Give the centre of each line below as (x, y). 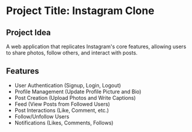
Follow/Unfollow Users (42, 116)
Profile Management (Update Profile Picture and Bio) (78, 92)
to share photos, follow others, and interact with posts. (72, 53)
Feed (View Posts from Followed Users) (62, 104)
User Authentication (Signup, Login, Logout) (68, 85)
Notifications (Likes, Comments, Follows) (64, 123)
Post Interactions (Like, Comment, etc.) (62, 110)
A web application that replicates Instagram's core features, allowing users (96, 46)
